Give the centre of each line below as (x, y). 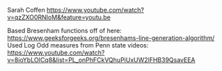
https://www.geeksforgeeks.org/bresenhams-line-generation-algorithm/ (111, 38)
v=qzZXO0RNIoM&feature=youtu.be (59, 17)
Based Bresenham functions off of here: (64, 31)
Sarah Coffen (26, 10)
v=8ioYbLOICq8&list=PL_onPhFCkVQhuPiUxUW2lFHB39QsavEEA (102, 60)
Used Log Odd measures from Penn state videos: (78, 45)
